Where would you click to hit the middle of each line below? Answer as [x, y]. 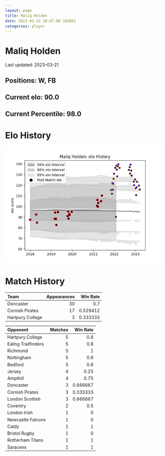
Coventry [17, 406]
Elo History [28, 135]
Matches [59, 330]
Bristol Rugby [21, 433]
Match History [35, 281]
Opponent [18, 330]
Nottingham [19, 358]
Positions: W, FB [31, 80]
